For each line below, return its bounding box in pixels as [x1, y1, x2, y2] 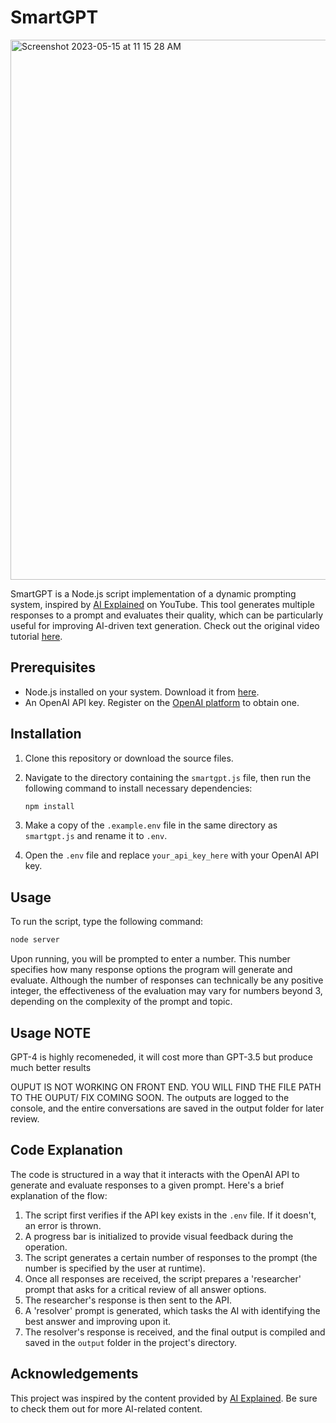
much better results [10, 1061, 92, 1073]
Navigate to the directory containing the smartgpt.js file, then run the [24, 771, 312, 783]
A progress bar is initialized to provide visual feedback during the [24, 1230, 294, 1242]
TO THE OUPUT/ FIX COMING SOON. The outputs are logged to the [10, 1091, 290, 1103]
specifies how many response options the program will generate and [10, 964, 293, 976]
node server [10, 935, 60, 945]
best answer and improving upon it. [24, 1315, 172, 1327]
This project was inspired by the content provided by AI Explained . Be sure [10, 1392, 318, 1404]
